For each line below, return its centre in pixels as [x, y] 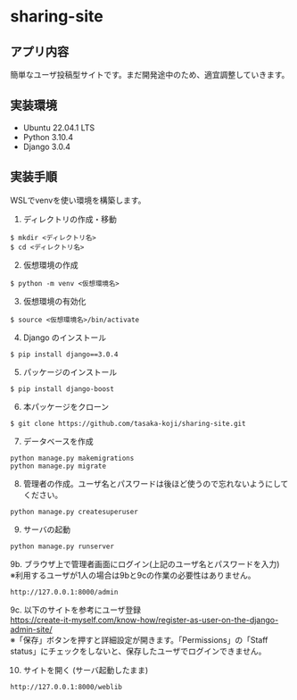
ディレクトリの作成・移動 [70, 219]
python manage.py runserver [62, 546]
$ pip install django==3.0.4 [64, 354]
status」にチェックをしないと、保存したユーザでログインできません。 [138, 651]
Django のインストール [65, 337]
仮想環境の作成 [50, 264]
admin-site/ [31, 629]
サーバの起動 [46, 529]
